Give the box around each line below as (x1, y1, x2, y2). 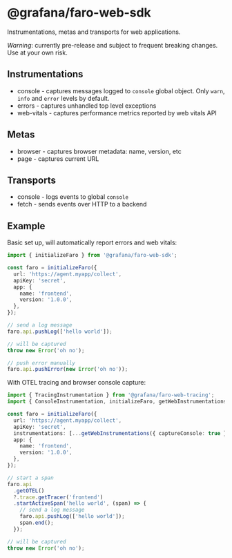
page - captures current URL (17, 154, 99, 163)
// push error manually (7, 359, 76, 367)
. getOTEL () (13, 487, 45, 494)
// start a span (7, 474, 54, 481)
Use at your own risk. (7, 48, 68, 57)
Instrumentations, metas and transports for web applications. (7, 28, 181, 36)
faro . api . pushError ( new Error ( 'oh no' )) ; (7, 366, 128, 373)
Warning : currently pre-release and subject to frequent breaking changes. (7, 41, 218, 49)
